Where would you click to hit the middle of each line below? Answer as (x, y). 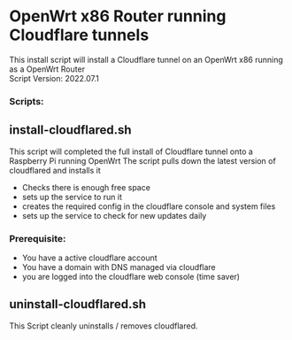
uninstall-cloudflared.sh (77, 304)
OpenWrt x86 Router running (118, 16)
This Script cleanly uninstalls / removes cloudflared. (104, 326)
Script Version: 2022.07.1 (54, 78)
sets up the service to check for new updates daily (114, 215)
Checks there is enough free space (86, 187)
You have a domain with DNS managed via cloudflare (119, 267)
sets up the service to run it (72, 197)
